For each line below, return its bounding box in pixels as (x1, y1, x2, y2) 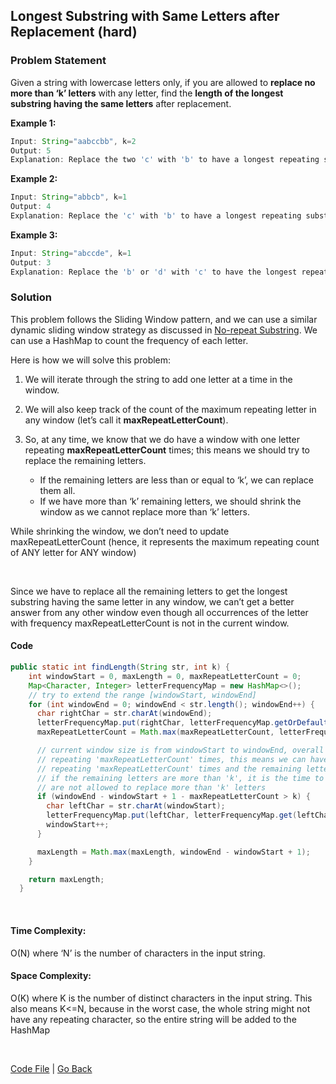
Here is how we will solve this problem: (10, 354, 172, 366)
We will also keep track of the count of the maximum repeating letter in (24, 403, 317, 415)
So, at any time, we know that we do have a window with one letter (24, 433, 300, 445)
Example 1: (10, 117, 57, 129)
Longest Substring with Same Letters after (10, 8, 280, 25)
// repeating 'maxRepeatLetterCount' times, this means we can (36, 754, 307, 764)
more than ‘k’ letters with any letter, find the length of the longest (10, 87, 284, 99)
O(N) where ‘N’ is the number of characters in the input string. (10, 947, 266, 959)
